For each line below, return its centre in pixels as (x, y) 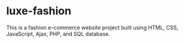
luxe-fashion (39, 11)
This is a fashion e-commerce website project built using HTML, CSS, (92, 27)
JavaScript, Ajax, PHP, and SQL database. (58, 33)
